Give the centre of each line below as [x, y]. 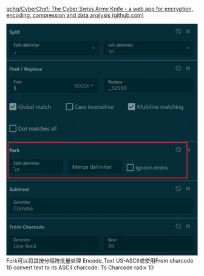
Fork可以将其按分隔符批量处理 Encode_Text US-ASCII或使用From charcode [100, 261]
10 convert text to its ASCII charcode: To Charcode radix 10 [80, 267]
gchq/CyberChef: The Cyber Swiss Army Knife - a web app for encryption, [100, 9]
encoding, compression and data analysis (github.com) [75, 15]
